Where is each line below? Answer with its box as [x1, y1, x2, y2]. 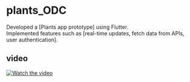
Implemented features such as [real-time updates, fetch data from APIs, [6, 29, 185, 37]
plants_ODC [6, 4, 67, 17]
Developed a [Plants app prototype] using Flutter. [6, 23, 128, 31]
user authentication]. [6, 36, 59, 43]
